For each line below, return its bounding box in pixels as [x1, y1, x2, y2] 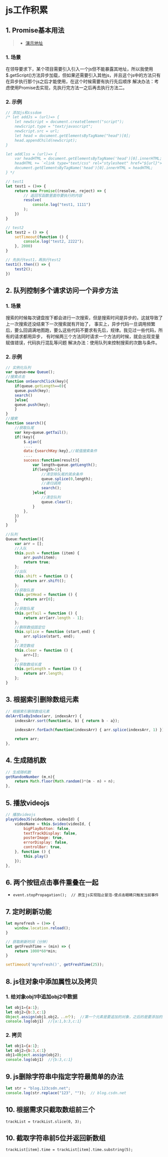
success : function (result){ [23, 458, 80, 463]
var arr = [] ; [14, 541, 44, 546]
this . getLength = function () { [14, 666, 82, 671]
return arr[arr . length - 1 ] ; [23, 615, 84, 620]
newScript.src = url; [14, 129, 59, 134]
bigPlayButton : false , [23, 826, 71, 831]
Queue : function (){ [5, 537, 44, 542]
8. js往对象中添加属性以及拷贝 [5, 977, 98, 985]
